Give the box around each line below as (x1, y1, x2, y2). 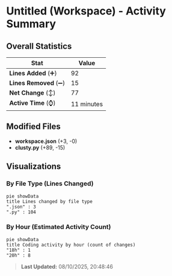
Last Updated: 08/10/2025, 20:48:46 (20, 263, 113, 270)
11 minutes (70, 99, 103, 108)
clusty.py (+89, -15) (14, 143, 66, 151)
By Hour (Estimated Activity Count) (6, 223, 111, 231)
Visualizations (6, 162, 61, 172)
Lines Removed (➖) (9, 79, 65, 87)
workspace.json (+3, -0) (14, 137, 78, 145)
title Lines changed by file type (6, 198, 93, 204)
